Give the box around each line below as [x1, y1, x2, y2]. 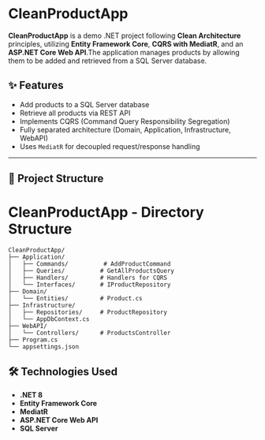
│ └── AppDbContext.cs [8, 315, 90, 323]
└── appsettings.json [8, 343, 80, 351]
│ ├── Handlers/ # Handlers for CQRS [8, 274, 168, 282]
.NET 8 [19, 390, 43, 399]
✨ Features [8, 79, 64, 92]
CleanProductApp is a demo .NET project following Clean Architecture [8, 31, 241, 40]
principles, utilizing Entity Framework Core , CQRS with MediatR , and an [8, 39, 244, 48]
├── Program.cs [8, 336, 58, 344]
